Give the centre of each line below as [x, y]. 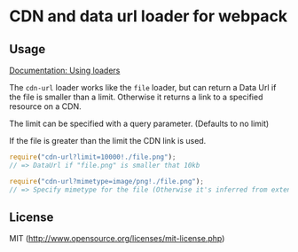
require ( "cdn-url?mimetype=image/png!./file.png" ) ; [106, 181]
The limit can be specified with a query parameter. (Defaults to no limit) [139, 123]
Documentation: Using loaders [65, 70]
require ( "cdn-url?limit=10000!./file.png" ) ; [93, 157]
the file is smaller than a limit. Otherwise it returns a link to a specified [136, 97]
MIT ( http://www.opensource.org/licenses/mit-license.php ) [117, 239]
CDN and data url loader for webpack [149, 16]
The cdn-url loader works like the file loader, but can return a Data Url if [143, 87]
